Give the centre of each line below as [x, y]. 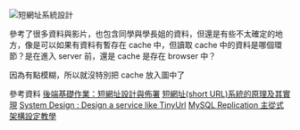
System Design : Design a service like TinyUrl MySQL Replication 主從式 [151, 105]
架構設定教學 [33, 116]
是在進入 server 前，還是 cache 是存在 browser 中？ [121, 56]
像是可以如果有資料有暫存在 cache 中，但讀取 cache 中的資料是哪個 [150, 45]
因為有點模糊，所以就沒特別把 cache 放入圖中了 [97, 75]
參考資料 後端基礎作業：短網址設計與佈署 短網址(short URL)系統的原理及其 [146, 94]
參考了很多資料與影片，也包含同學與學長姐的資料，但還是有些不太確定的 [142, 34]
